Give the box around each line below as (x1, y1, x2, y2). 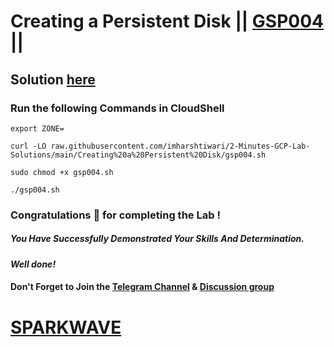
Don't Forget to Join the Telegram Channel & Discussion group (10, 281, 275, 293)
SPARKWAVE (10, 316, 122, 339)
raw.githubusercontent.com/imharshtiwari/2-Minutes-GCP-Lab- (50, 141, 311, 151)
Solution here (10, 71, 96, 88)
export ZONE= (10, 123, 65, 134)
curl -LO (10, 141, 47, 151)
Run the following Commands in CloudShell (10, 101, 225, 115)
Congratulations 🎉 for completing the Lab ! (10, 208, 221, 222)
